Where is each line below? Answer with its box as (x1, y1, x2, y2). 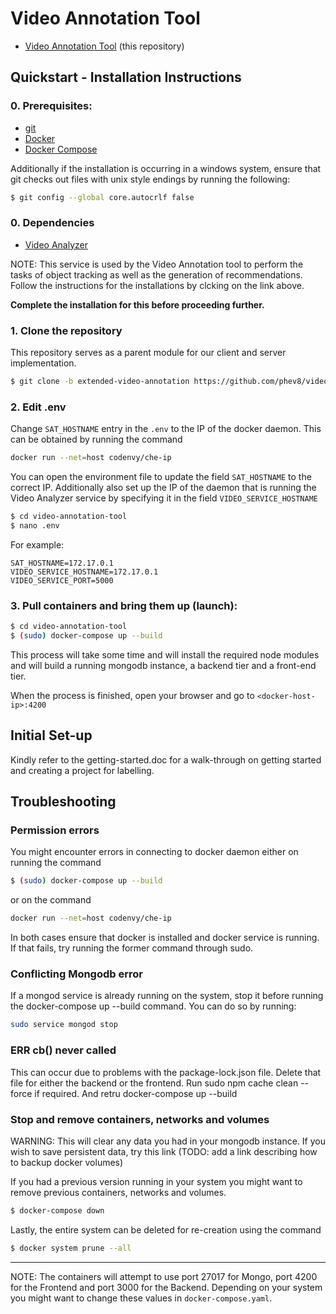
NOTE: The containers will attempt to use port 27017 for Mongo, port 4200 (10, 1270, 318, 1282)
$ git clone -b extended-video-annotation (10, 377, 190, 387)
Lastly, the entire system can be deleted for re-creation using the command (10, 1223, 322, 1236)
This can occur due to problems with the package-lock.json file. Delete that (10, 1066, 322, 1078)
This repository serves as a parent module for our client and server (10, 347, 287, 359)
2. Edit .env (10, 400, 67, 414)
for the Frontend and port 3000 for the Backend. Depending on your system (10, 1281, 323, 1293)
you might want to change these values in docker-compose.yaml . (10, 1292, 273, 1304)
